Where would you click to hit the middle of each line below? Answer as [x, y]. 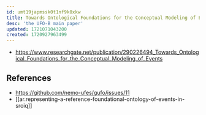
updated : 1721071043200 [37, 29]
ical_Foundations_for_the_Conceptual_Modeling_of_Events [89, 59]
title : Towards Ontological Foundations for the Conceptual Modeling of [101, 18]
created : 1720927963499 [37, 35]
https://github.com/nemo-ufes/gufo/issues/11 [72, 92]
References [29, 78]
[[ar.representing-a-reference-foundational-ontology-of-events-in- [100, 99]
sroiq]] [24, 105]
